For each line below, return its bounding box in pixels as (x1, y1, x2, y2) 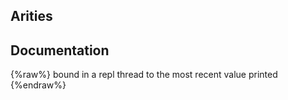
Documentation (10, 42, 110, 59)
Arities (10, 8, 53, 25)
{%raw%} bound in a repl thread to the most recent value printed (10, 69, 278, 81)
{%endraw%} (10, 79, 67, 91)
